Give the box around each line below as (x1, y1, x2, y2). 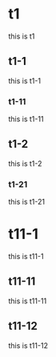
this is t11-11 (8, 296, 47, 306)
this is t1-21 (8, 197, 46, 207)
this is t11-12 (8, 340, 48, 350)
